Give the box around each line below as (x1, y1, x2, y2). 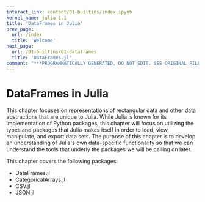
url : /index (12, 32, 43, 38)
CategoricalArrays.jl (15, 176, 65, 184)
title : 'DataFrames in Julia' (6, 20, 84, 26)
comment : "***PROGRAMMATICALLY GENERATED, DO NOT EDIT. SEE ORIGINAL (6, 60, 187, 66)
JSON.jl (15, 189, 35, 196)
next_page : (6, 43, 34, 50)
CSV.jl (15, 182, 31, 190)
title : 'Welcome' (12, 37, 56, 43)
